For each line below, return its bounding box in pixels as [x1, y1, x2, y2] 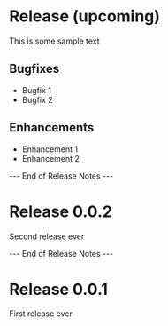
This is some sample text [9, 36, 100, 46]
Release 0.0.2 [9, 202, 113, 221]
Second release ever [9, 231, 85, 242]
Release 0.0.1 [9, 279, 109, 299]
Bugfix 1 [21, 84, 51, 95]
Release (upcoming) [9, 6, 161, 27]
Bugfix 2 [21, 94, 53, 105]
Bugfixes [9, 61, 60, 76]
